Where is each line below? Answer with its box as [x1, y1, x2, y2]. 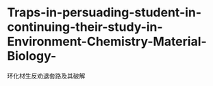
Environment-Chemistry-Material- [7, 34, 207, 49]
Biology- [7, 48, 57, 64]
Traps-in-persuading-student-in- [7, 5, 202, 20]
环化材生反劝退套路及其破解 [7, 72, 86, 80]
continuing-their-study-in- [7, 19, 163, 35]
